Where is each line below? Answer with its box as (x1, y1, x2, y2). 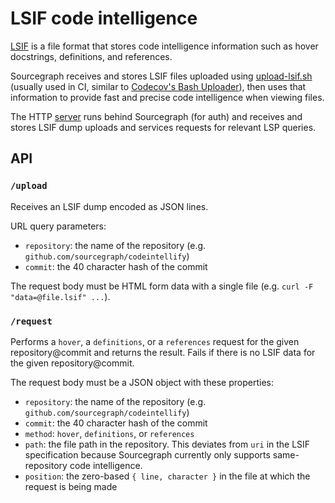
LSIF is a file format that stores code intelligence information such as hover (10, 40, 319, 52)
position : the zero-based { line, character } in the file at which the (24, 470, 311, 482)
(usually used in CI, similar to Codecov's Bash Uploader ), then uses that (10, 80, 307, 92)
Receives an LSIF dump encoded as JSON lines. (10, 200, 209, 212)
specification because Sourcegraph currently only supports (24, 448, 271, 461)
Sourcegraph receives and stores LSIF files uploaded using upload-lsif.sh (10, 70, 313, 82)
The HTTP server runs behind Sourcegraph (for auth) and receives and (10, 110, 303, 122)
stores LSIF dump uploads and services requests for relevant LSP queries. (10, 121, 317, 133)
